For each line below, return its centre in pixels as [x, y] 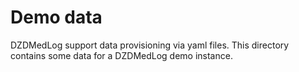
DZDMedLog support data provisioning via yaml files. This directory [150, 45]
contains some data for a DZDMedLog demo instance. [121, 55]
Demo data [56, 17]
